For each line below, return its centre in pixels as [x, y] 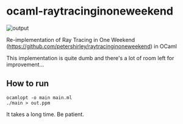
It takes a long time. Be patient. [45, 114]
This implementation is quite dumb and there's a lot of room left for [90, 58]
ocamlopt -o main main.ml [39, 98]
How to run [28, 84]
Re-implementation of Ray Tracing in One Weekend [71, 40]
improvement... [25, 64]
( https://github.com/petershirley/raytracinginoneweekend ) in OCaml [91, 46]
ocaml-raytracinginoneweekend [90, 11]
